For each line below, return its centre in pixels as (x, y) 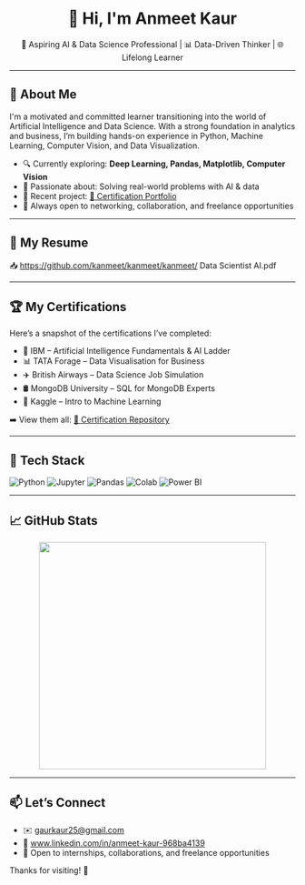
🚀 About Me (43, 95)
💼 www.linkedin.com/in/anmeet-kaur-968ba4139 (114, 843)
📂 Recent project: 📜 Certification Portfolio (99, 196)
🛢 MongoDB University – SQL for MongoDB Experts (119, 388)
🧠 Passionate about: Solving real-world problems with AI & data (141, 186)
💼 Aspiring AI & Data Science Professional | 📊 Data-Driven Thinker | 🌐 (152, 44)
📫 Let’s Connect (58, 803)
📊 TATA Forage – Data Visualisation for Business (113, 361)
